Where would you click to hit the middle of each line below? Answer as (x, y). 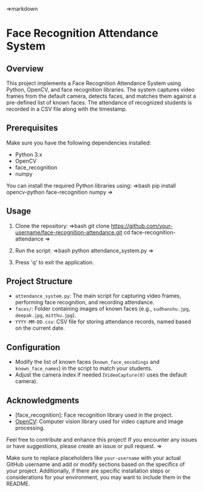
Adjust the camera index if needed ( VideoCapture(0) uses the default (101, 375)
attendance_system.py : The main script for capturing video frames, (98, 296)
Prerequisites (32, 128)
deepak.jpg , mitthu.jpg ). (46, 315)
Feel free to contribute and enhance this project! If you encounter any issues (102, 440)
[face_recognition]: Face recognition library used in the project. (94, 415)
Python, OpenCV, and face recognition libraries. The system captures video (101, 90)
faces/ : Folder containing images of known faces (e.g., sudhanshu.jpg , (103, 309)
